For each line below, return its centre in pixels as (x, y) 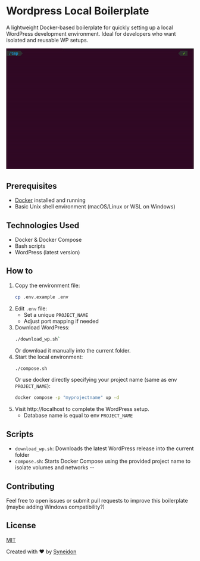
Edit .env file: (31, 308)
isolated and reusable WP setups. (47, 40)
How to (20, 271)
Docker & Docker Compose (48, 240)
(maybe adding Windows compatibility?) (56, 507)
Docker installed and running (50, 200)
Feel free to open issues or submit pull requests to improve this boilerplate (97, 500)
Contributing (30, 486)
